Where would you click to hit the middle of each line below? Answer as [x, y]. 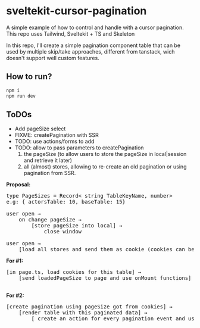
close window [63, 232]
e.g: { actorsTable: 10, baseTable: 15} [66, 202]
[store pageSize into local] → [77, 226]
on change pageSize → [50, 220]
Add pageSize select [40, 129]
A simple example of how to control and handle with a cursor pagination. [95, 27]
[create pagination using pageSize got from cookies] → [89, 307]
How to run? [29, 76]
